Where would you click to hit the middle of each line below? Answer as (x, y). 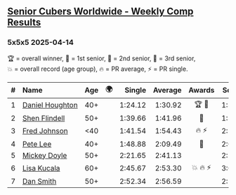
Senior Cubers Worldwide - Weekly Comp (100, 12)
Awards (202, 90)
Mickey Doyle (45, 155)
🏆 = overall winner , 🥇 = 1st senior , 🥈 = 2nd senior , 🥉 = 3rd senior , (101, 58)
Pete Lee (37, 144)
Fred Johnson (45, 131)
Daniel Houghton (50, 105)
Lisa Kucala (41, 168)
